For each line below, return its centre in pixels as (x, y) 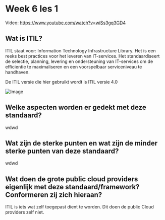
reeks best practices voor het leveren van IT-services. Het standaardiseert (82, 56)
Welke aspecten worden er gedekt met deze (76, 107)
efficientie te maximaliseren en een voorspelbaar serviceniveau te (74, 66)
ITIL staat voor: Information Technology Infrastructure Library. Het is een (80, 50)
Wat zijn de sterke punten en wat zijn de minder (81, 143)
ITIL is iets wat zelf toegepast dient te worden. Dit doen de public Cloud (79, 207)
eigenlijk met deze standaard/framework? (72, 187)
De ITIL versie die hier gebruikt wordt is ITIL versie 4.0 (62, 82)
